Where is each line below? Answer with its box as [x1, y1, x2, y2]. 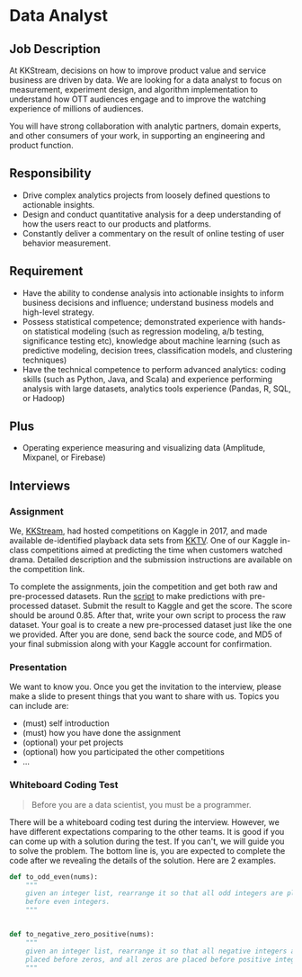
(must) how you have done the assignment [22, 728, 182, 739]
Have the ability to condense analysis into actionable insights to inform [22, 287, 285, 298]
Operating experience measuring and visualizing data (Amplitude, [22, 443, 266, 453]
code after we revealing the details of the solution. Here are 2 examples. [9, 855, 277, 865]
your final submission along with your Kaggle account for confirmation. [9, 639, 272, 650]
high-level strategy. [22, 307, 94, 318]
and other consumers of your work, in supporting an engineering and [9, 130, 265, 140]
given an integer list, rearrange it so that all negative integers [25, 946, 288, 955]
